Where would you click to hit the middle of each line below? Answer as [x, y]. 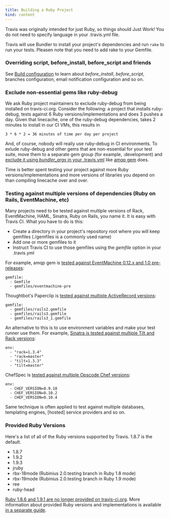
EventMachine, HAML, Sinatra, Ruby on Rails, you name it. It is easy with [80, 216]
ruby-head [23, 489]
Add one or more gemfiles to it [44, 242]
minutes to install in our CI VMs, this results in [52, 125]
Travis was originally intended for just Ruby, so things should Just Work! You [85, 29]
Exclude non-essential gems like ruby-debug [61, 92]
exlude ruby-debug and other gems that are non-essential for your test [79, 149]
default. [13, 442]
